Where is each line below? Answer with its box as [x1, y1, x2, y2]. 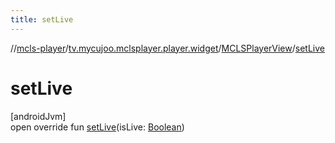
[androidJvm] [10, 110, 67, 122]
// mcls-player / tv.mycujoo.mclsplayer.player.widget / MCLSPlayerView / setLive [10, 42, 325, 54]
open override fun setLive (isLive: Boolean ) [10, 121, 185, 133]
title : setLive [10, 14, 74, 25]
